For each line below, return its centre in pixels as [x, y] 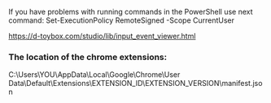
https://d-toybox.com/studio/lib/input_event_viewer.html [102, 36]
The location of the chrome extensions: [88, 57]
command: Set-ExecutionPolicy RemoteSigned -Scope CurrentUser [121, 20]
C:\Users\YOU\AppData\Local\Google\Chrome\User [94, 75]
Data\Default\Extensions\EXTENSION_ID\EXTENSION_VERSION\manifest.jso [135, 84]
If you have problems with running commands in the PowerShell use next [131, 12]
